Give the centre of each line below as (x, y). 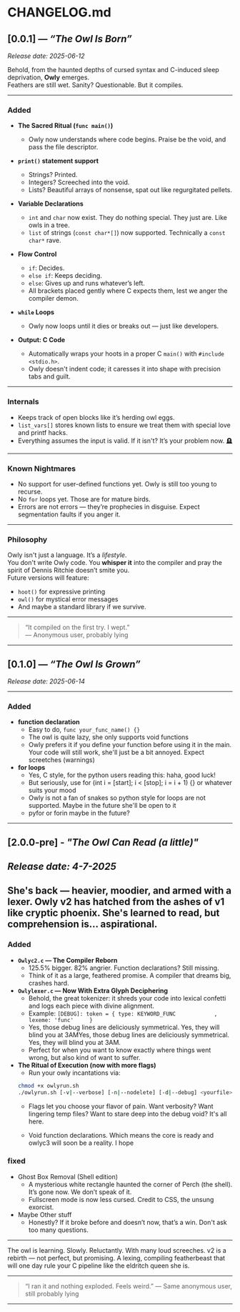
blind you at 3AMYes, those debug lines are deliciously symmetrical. (129, 1035)
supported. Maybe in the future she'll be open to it (102, 806)
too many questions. (59, 1230)
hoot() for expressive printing (61, 592)
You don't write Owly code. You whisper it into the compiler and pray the (115, 563)
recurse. (30, 491)
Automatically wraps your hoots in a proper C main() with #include (126, 354)
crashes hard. (49, 983)
